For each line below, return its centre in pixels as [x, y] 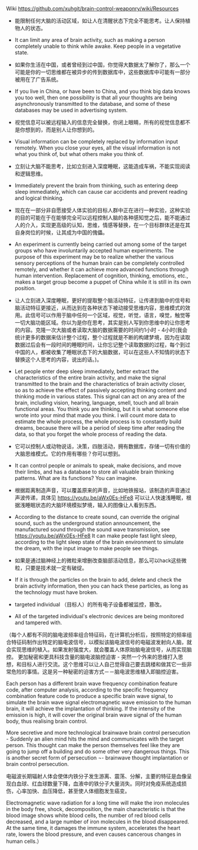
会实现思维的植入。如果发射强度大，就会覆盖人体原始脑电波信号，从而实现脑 [99, 649]
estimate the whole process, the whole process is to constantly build [98, 421]
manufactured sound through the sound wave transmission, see [92, 529]
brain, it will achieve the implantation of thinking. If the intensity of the [91, 708]
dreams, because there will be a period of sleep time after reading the [99, 428]
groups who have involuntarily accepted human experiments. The [94, 250]
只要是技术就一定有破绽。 [56, 568]
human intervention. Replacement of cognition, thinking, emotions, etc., [101, 275]
